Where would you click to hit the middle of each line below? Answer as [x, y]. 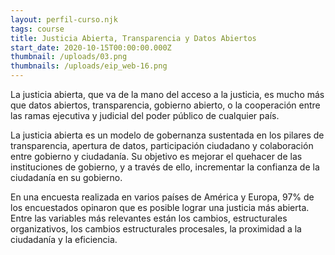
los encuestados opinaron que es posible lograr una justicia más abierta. [160, 207]
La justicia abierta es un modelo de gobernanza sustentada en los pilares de [167, 135]
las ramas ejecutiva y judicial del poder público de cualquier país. [145, 115]
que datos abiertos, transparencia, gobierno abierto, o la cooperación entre [165, 105]
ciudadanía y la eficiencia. [64, 239]
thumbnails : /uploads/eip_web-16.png [89, 66]
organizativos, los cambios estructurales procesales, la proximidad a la [156, 229]
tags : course [37, 29]
